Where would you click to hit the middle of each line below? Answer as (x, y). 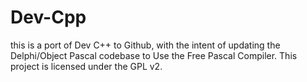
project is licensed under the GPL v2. (86, 66)
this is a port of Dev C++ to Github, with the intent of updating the (145, 45)
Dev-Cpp (48, 17)
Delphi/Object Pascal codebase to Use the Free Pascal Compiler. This (154, 55)
